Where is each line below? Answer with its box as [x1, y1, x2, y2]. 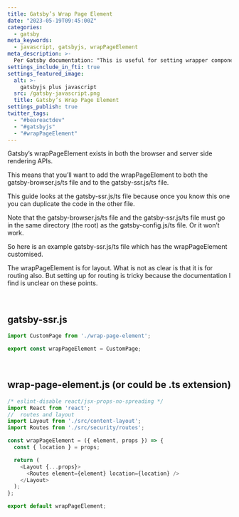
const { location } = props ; [14, 444, 100, 451]
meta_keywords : [7, 37, 53, 44]
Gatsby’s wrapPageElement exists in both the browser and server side [7, 149, 213, 158]
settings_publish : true [7, 103, 78, 111]
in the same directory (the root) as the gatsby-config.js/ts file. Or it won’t [7, 221, 220, 230]
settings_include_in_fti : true [7, 63, 100, 71]
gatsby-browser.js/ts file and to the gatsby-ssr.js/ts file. [7, 178, 169, 187]
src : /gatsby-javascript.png [14, 90, 100, 97]
